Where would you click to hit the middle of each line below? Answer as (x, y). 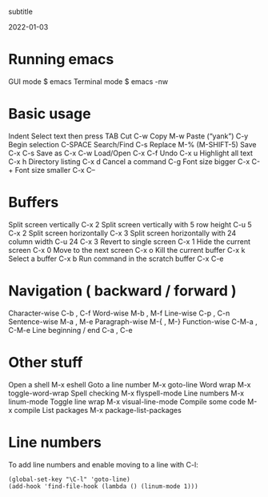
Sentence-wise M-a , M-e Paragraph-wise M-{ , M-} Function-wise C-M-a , (133, 321)
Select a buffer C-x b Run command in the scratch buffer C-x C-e (116, 259)
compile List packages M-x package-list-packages (98, 410)
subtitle (21, 12)
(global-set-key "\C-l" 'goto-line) (69, 479)
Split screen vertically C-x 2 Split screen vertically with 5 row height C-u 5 (130, 224)
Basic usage (50, 114)
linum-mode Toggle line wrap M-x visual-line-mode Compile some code (127, 401)
